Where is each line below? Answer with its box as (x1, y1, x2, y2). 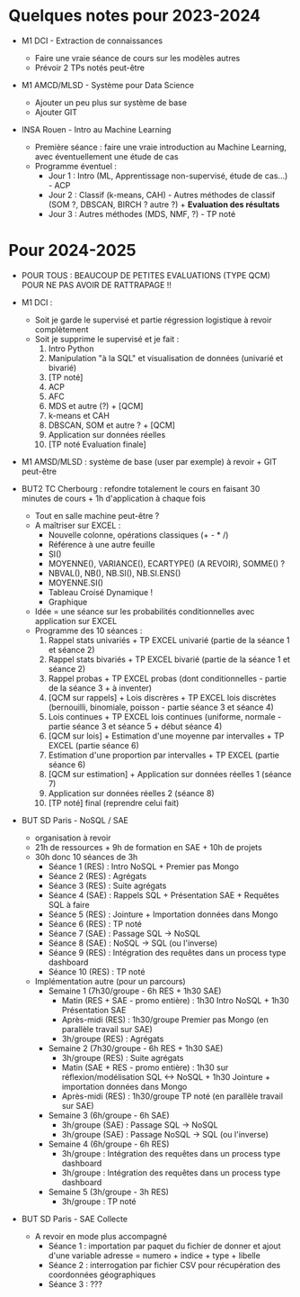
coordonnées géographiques (48, 1269, 156, 1280)
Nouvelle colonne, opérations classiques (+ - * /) (48, 529, 229, 540)
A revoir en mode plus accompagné (34, 1230, 168, 1241)
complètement (34, 323, 89, 334)
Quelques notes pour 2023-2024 (8, 5, 261, 26)
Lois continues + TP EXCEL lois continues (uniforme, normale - (48, 711, 282, 721)
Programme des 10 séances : (34, 625, 143, 636)
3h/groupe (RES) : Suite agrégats (61, 1052, 184, 1063)
